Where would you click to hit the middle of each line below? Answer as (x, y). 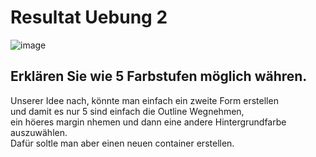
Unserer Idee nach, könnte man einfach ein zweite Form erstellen (144, 100)
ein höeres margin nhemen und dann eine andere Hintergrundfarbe (148, 122)
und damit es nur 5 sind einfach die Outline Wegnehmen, (127, 111)
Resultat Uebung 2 (89, 17)
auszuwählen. (39, 132)
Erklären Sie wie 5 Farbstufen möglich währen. (159, 76)
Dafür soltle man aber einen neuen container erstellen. (122, 143)
